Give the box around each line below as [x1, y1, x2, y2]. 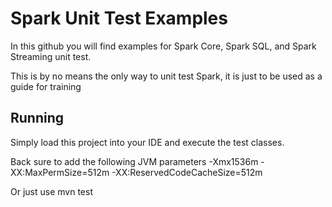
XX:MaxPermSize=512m [10, 166, 110, 178]
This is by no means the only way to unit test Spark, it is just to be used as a [10, 70, 323, 82]
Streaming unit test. [10, 50, 92, 62]
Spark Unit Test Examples [10, 7, 228, 30]
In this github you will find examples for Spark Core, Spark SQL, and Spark [10, 40, 317, 52]
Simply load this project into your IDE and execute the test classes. [10, 136, 285, 148]
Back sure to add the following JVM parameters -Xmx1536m [10, 155, 259, 167]
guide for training [10, 80, 82, 92]
